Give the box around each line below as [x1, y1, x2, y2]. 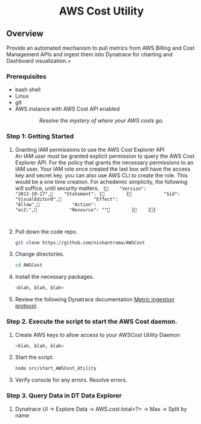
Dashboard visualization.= [6, 57, 71, 64]
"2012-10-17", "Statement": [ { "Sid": [14, 191, 180, 197]
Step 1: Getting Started [6, 132, 74, 140]
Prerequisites [6, 72, 46, 80]
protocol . [14, 302, 38, 310]
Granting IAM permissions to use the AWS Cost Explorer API [14, 146, 165, 153]
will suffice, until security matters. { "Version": [14, 184, 147, 192]
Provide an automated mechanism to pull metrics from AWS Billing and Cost [6, 44, 195, 51]
